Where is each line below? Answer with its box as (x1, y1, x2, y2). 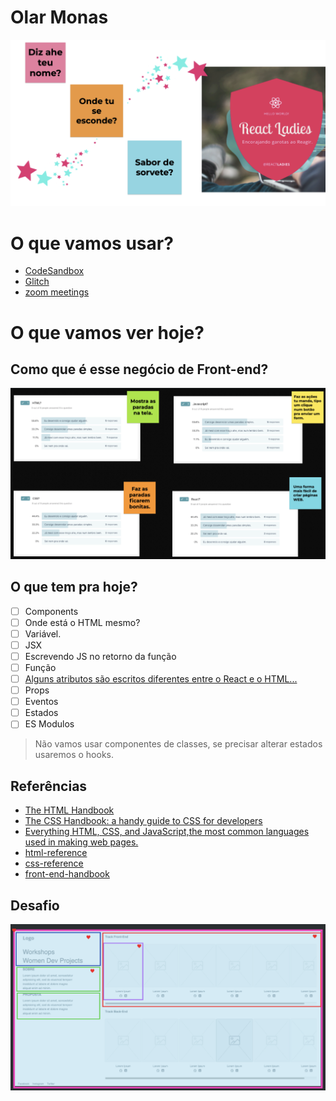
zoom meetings (24, 286, 90, 298)
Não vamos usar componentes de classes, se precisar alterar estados (34, 738, 323, 750)
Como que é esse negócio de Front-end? (10, 361, 269, 378)
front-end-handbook (24, 868, 110, 880)
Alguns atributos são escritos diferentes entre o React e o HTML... (24, 673, 298, 685)
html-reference (24, 847, 88, 859)
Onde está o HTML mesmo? (24, 616, 141, 628)
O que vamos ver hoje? (10, 321, 205, 344)
